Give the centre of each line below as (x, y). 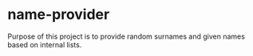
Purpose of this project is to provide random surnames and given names (126, 36)
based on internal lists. (45, 44)
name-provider (59, 15)
